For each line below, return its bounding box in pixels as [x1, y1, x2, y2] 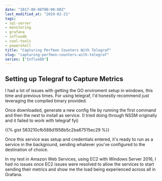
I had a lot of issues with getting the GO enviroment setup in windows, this [5, 88, 153, 94]
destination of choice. [5, 147, 48, 153]
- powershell [5, 43, 31, 48]
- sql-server [5, 20, 31, 26]
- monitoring [5, 25, 31, 30]
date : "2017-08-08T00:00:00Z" [5, 7, 66, 12]
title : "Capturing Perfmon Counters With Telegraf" [5, 48, 111, 52]
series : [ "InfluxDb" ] [5, 57, 49, 62]
